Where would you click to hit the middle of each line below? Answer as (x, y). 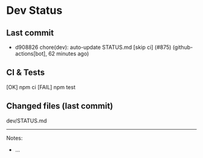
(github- (183, 47)
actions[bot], (31, 54)
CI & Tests (26, 73)
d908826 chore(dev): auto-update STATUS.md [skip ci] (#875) (93, 47)
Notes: (14, 138)
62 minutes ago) (69, 54)
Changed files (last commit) (60, 106)
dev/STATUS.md (27, 121)
